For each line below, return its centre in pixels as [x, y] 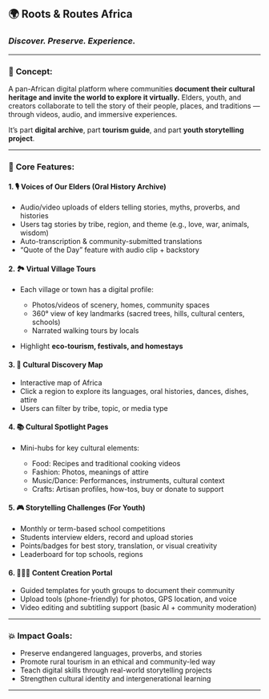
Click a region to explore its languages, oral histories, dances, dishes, [134, 391]
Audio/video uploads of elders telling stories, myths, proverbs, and [130, 207]
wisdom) [34, 233]
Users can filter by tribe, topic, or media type [94, 408]
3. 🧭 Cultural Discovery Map [56, 364]
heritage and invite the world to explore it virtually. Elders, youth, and [125, 97]
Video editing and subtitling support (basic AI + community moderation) [138, 608]
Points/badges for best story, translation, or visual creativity [118, 546]
